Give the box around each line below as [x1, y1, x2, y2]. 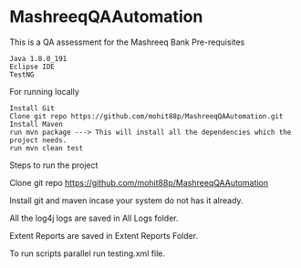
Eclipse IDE [9, 62, 55, 71]
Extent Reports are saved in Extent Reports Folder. [9, 230, 199, 241]
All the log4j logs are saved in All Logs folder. [9, 212, 180, 223]
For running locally [9, 86, 80, 97]
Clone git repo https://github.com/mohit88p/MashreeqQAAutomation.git [9, 111, 284, 120]
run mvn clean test [9, 143, 84, 152]
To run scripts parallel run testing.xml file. [9, 248, 166, 259]
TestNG [9, 70, 35, 79]
